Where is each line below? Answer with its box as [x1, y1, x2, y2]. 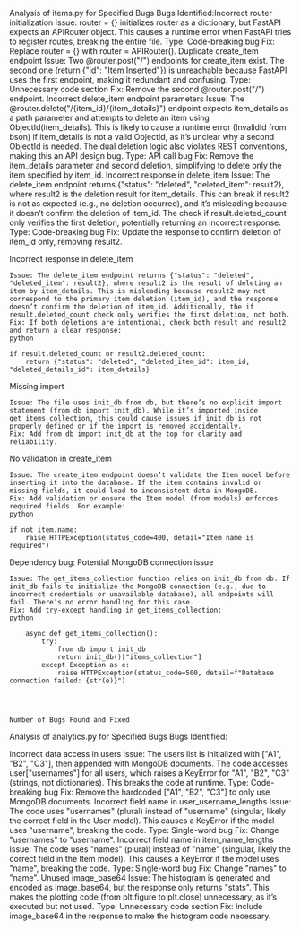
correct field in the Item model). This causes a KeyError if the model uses [9, 854, 279, 864]
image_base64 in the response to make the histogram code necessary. [9, 910, 271, 921]
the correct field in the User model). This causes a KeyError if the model [9, 815, 275, 826]
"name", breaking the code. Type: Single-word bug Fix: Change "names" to [9, 863, 287, 874]
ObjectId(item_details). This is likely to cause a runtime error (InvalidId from [9, 122, 287, 133]
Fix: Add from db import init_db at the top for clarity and [9, 430, 243, 439]
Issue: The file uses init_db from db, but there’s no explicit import [9, 398, 282, 407]
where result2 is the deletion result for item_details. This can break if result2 [9, 188, 290, 199]
